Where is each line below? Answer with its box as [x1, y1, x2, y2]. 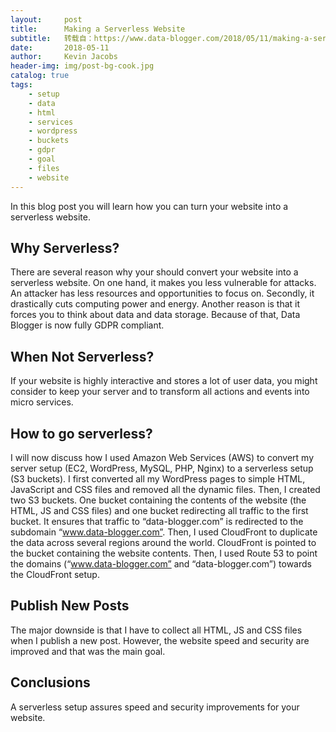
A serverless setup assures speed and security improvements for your [10, 701, 300, 713]
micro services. [10, 396, 74, 408]
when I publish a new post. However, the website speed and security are [10, 634, 310, 646]
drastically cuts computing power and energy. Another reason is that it [10, 298, 301, 310]
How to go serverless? [10, 425, 153, 442]
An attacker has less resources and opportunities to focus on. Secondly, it [10, 287, 315, 300]
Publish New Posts [10, 597, 130, 615]
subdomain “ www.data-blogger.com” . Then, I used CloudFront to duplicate [10, 526, 318, 538]
